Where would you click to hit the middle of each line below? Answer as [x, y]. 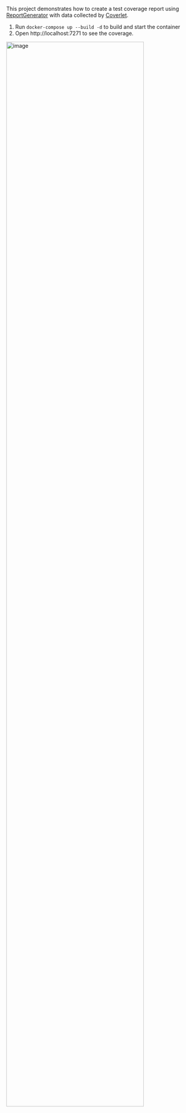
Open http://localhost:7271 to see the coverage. [74, 33]
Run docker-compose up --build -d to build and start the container [98, 27]
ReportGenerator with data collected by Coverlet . [67, 15]
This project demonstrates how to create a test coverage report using [93, 9]
